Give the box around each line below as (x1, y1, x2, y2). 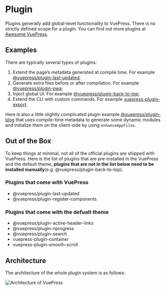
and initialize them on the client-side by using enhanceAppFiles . (5, 122, 137, 128)
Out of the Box (5, 137, 52, 146)
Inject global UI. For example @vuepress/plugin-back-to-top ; (12, 90, 140, 97)
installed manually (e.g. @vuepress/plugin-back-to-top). (5, 166, 123, 172)
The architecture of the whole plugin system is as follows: (5, 270, 126, 276)
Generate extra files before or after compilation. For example (12, 80, 139, 86)
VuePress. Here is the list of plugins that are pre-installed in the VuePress (5, 156, 158, 162)
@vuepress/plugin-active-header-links (12, 220, 94, 226)
